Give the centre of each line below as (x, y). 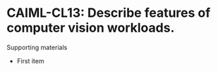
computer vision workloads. (91, 28)
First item (30, 60)
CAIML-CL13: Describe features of (109, 13)
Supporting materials (37, 47)
